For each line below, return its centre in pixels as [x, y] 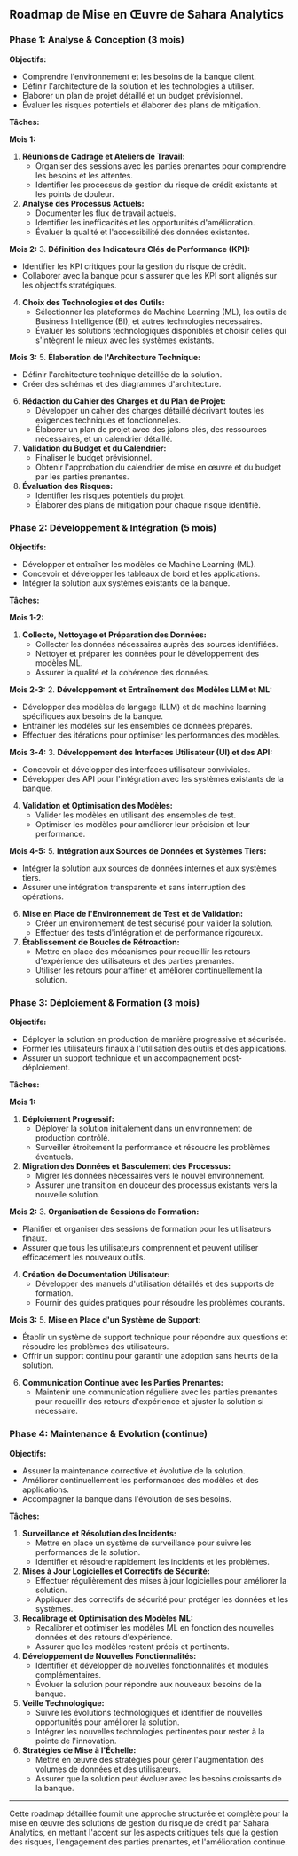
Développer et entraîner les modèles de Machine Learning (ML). [139, 564]
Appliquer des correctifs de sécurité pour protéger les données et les [162, 1599]
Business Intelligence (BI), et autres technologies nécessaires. [149, 321]
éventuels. [54, 1157]
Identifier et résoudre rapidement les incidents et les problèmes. [153, 1561]
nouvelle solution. [67, 1195]
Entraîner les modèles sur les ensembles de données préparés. [137, 725]
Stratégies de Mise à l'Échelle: [79, 1750]
